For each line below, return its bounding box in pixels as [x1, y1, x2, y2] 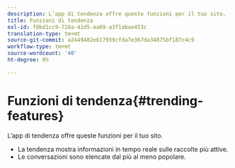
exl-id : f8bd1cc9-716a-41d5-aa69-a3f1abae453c [7, 23, 147, 30]
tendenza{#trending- [75, 92, 204, 109]
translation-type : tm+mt [7, 30, 81, 37]
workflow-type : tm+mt [7, 43, 71, 50]
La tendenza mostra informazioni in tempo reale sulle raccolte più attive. [17, 145, 229, 153]
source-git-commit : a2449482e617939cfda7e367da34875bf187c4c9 [7, 37, 195, 44]
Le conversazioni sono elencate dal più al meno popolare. [17, 152, 186, 161]
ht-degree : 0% [7, 56, 50, 64]
